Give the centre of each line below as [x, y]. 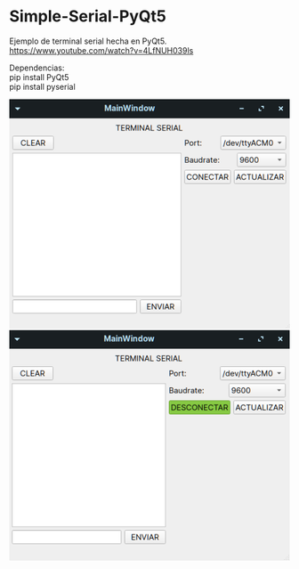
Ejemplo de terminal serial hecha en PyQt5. [88, 41]
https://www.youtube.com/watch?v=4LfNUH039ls [101, 50]
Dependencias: [37, 68]
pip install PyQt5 [39, 77]
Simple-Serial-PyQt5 [88, 16]
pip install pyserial [42, 86]
